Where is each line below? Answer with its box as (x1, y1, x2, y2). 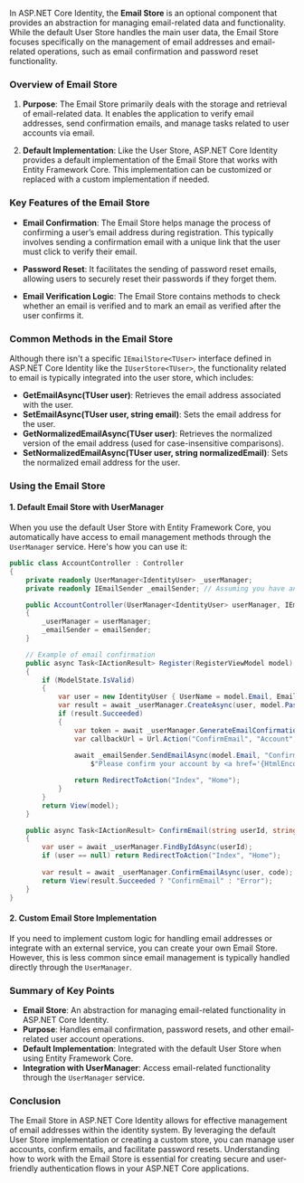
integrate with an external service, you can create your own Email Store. (9, 942, 278, 953)
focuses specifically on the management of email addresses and (9, 36, 251, 47)
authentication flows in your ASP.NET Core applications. (40, 1163, 250, 1174)
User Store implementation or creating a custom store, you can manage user (9, 1134, 295, 1145)
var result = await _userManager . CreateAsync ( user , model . (57, 701, 285, 710)
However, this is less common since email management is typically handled (9, 951, 290, 962)
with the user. (22, 399, 74, 410)
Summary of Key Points (9, 984, 115, 997)
